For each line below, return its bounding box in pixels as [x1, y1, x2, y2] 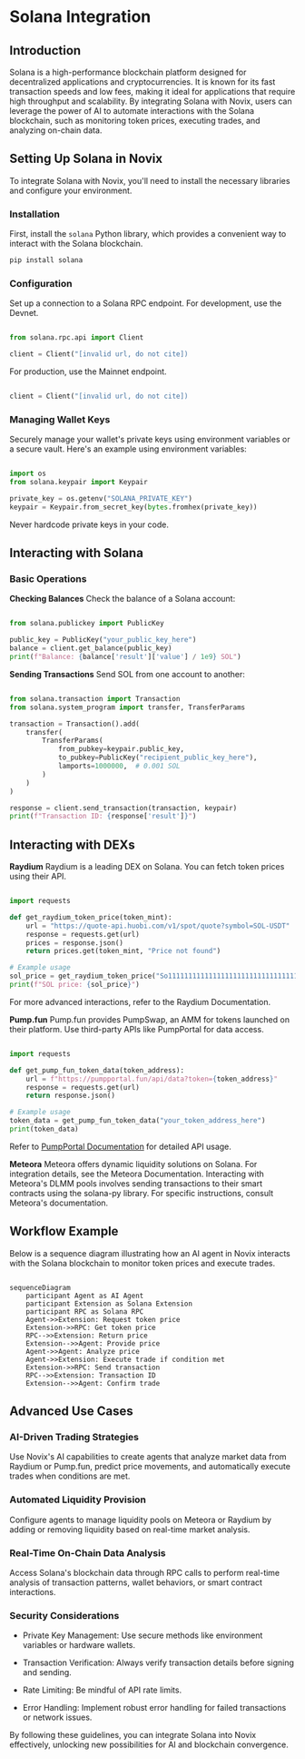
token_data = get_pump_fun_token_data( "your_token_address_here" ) [9, 1116, 266, 1125]
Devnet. [9, 308, 39, 319]
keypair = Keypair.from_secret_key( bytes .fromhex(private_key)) [9, 503, 258, 512]
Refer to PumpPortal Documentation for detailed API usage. [9, 1141, 231, 1152]
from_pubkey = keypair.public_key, [57, 745, 184, 754]
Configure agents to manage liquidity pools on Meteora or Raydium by [9, 1514, 272, 1525]
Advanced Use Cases [9, 1404, 133, 1419]
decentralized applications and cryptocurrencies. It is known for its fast [9, 76, 276, 87]
